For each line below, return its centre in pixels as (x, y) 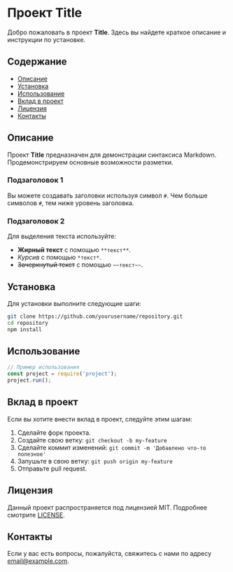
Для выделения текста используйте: (62, 237)
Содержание (37, 62)
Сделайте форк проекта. (54, 433)
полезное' (32, 454)
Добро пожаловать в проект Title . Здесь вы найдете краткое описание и (116, 32)
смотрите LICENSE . (36, 515)
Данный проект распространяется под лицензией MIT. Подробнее (107, 507)
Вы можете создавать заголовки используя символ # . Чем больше (107, 195)
